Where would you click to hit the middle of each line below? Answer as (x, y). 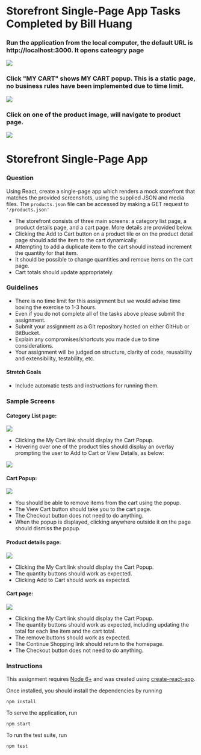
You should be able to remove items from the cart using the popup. (98, 503)
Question (20, 178)
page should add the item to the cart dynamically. (76, 240)
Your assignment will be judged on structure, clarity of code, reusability (104, 352)
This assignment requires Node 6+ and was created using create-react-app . (101, 679)
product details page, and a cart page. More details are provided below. (104, 227)
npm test (17, 746)
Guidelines (22, 287)
